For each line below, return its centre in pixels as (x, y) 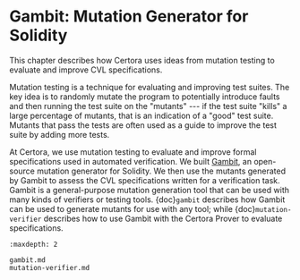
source (22, 171)
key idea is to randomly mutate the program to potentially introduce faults (145, 97)
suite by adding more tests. (60, 134)
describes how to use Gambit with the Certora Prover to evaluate (163, 218)
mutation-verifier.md (50, 267)
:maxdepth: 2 (34, 244)
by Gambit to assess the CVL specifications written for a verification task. (145, 180)
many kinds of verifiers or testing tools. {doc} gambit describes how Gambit (147, 199)
